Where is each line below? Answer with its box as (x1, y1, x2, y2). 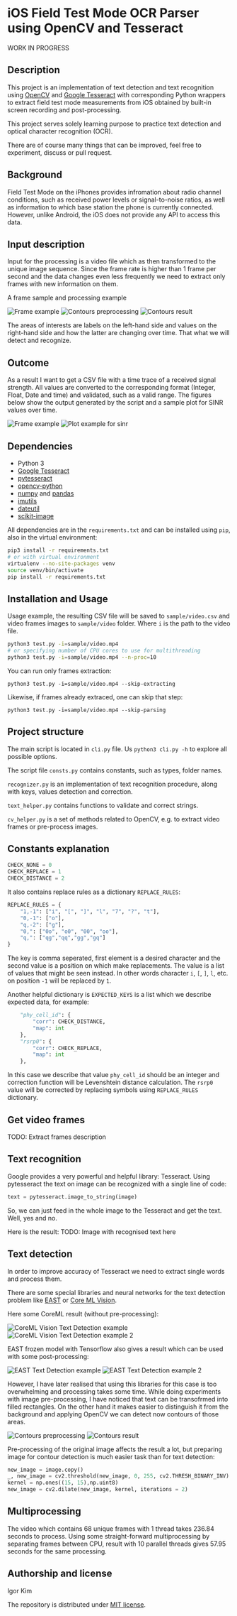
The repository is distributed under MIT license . (7, 1600, 146, 1609)
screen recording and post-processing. (7, 105, 122, 114)
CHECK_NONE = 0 (7, 861, 52, 869)
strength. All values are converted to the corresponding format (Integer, (7, 383, 216, 392)
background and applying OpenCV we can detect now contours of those (7, 1409, 219, 1418)
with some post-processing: (7, 1352, 90, 1360)
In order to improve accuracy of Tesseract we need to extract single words (7, 1267, 225, 1275)
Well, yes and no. (7, 1213, 58, 1222)
